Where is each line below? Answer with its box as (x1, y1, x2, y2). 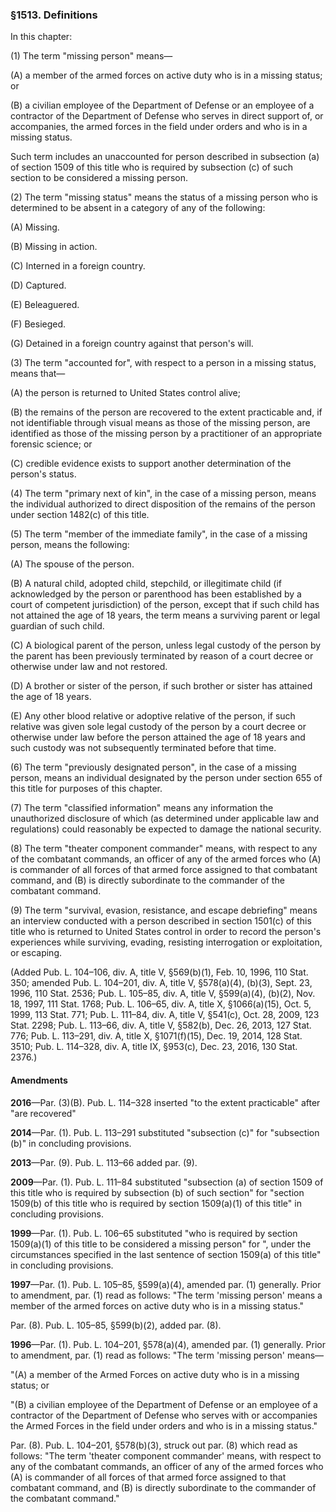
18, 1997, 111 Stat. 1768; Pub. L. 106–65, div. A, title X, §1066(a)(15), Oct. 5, (10, 998, 312, 1010)
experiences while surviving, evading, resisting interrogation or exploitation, (10, 936, 323, 948)
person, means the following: (10, 539, 130, 551)
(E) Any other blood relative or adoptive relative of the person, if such (10, 710, 296, 722)
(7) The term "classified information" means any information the (10, 802, 274, 814)
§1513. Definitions (10, 8, 98, 22)
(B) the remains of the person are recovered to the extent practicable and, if (10, 406, 323, 418)
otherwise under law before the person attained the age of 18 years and (10, 731, 306, 743)
